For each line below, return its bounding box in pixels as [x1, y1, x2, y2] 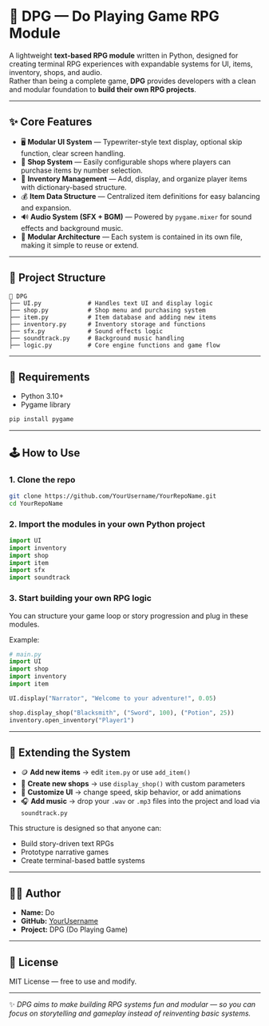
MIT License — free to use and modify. [9, 976, 137, 986]
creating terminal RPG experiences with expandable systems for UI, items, [9, 59, 253, 69]
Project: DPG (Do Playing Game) [20, 925, 129, 934]
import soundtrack [9, 574, 70, 582]
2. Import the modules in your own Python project [9, 519, 206, 530]
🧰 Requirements [9, 370, 90, 384]
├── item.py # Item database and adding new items [9, 313, 217, 321]
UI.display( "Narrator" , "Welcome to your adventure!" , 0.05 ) [9, 694, 217, 702]
